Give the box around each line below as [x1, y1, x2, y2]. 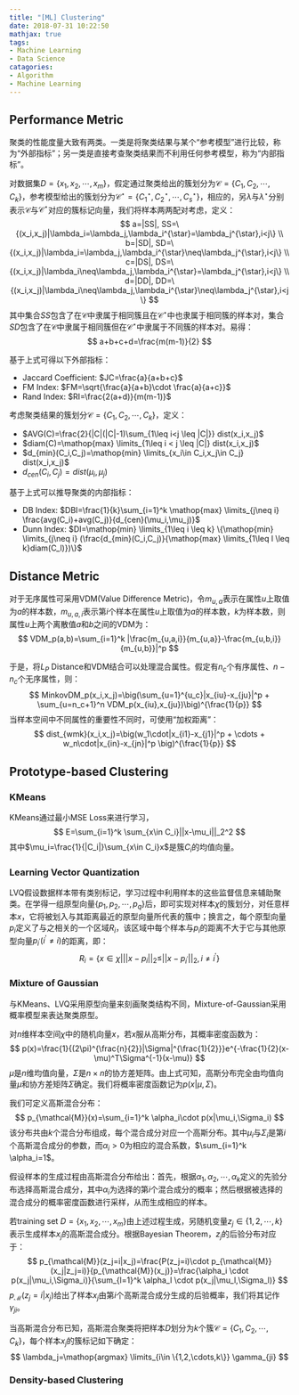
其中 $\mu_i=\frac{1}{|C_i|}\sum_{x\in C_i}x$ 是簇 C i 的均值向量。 [9, 841, 239, 854]
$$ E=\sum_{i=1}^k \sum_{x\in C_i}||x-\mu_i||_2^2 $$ [53, 826, 246, 837]
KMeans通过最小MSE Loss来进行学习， [9, 812, 154, 822]
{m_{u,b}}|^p [119, 642, 167, 653]
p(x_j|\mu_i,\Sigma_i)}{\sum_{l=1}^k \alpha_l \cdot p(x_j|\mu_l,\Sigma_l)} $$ [11, 1275, 288, 1285]
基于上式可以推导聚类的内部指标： [9, 487, 134, 498]
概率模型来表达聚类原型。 [9, 1009, 103, 1020]
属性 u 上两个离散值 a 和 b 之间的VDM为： [9, 618, 151, 629]
